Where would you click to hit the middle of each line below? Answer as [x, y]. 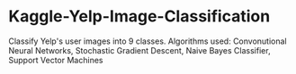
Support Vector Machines [56, 60]
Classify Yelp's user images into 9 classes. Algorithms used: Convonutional [148, 41]
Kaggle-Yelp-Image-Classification [139, 16]
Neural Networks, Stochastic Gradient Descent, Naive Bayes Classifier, [139, 50]
